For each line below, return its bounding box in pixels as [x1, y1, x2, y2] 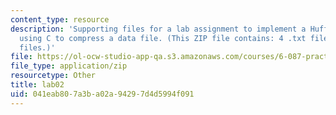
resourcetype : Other [10, 71, 97, 81]
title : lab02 [10, 80, 65, 90]
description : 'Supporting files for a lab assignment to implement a [10, 24, 307, 34]
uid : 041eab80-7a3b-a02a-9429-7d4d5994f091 [10, 89, 195, 99]
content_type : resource [10, 14, 110, 25]
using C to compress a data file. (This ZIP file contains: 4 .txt [19, 33, 307, 43]
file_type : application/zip [10, 61, 128, 71]
